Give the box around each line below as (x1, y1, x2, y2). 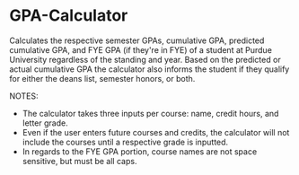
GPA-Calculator (9, 5, 128, 26)
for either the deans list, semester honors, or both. (9, 73, 196, 83)
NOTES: (9, 91, 39, 101)
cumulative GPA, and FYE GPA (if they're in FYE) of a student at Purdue (9, 44, 272, 55)
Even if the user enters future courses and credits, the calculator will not (22, 127, 290, 137)
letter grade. (22, 118, 69, 128)
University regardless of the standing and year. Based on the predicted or (9, 54, 281, 65)
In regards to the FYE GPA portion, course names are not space (22, 145, 258, 157)
